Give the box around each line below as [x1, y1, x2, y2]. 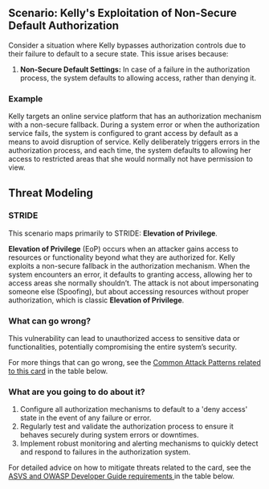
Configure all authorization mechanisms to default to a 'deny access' [19, 405, 248, 414]
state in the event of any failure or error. [19, 413, 152, 423]
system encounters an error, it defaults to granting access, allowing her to [8, 269, 253, 279]
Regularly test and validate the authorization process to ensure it [19, 421, 234, 431]
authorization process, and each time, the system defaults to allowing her [8, 146, 251, 155]
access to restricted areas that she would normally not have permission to [8, 154, 253, 164]
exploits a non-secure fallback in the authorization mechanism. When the [8, 261, 251, 270]
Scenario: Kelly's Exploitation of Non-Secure [8, 6, 237, 20]
